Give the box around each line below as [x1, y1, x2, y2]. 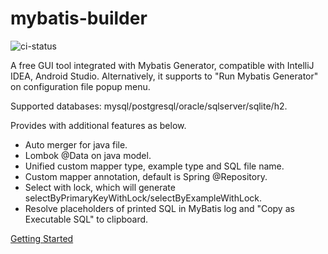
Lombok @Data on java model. [24, 149, 152, 161]
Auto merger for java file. [24, 138, 128, 151]
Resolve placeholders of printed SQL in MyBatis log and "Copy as [24, 202, 295, 214]
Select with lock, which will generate [24, 181, 176, 193]
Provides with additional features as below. [10, 119, 187, 131]
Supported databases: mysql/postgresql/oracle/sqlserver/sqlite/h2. [10, 100, 288, 112]
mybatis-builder [10, 7, 148, 30]
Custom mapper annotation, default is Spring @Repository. [24, 170, 268, 182]
